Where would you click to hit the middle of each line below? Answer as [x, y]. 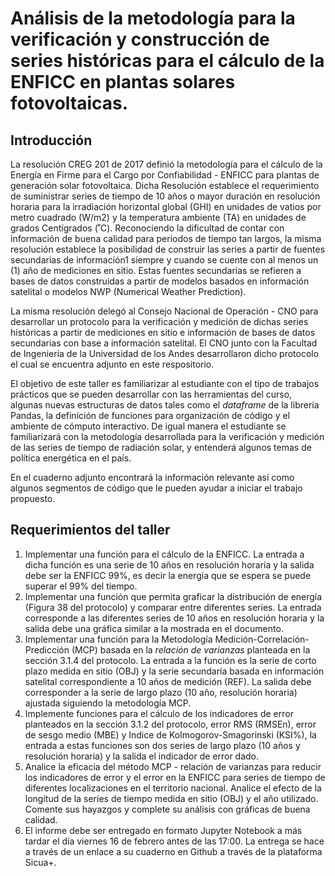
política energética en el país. [71, 458]
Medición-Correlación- [262, 639]
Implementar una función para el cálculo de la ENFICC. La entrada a [164, 554]
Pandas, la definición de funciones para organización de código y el [150, 415]
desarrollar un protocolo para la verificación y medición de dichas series [159, 321]
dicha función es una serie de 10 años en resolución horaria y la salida [169, 564]
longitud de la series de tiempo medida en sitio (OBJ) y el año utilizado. [171, 798]
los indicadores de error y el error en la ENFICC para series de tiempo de [175, 777]
